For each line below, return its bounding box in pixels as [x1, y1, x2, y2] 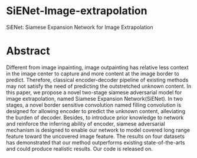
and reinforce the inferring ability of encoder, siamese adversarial [6, 120, 165, 127]
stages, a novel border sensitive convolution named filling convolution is [6, 101, 182, 108]
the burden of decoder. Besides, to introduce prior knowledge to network [6, 114, 184, 121]
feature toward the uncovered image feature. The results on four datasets [6, 133, 185, 140]
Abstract [6, 44, 50, 58]
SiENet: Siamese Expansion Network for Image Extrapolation [6, 24, 153, 31]
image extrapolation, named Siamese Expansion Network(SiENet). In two [6, 95, 183, 102]
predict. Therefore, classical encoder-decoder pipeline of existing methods [6, 76, 189, 83]
